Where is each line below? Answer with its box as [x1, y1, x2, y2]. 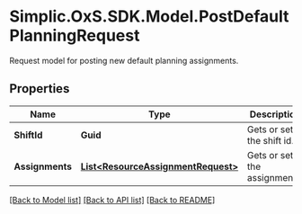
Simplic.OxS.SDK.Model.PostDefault [9, 6, 289, 27]
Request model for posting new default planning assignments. [9, 55, 239, 66]
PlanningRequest [9, 25, 140, 46]
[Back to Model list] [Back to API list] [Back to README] [9, 194, 216, 205]
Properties [9, 81, 70, 96]
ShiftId [13, 129, 43, 141]
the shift [246, 134, 281, 147]
